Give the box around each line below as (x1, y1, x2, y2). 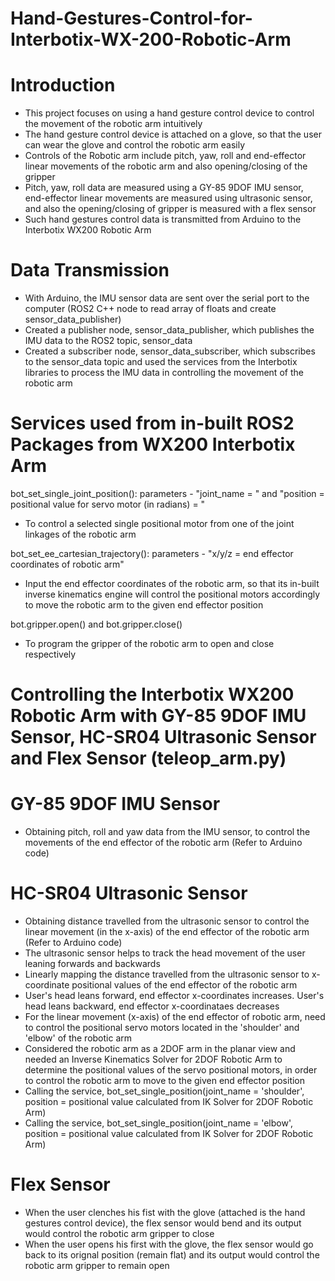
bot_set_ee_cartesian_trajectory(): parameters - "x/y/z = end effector (10, 548, 294, 559)
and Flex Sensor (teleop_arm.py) (10, 747, 287, 770)
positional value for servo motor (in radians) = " (10, 498, 206, 510)
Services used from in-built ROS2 (10, 412, 295, 435)
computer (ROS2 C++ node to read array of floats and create (24, 303, 277, 315)
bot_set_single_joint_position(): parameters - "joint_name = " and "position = (10, 488, 325, 499)
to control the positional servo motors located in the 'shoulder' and (24, 1022, 300, 1034)
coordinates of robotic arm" (10, 558, 125, 570)
